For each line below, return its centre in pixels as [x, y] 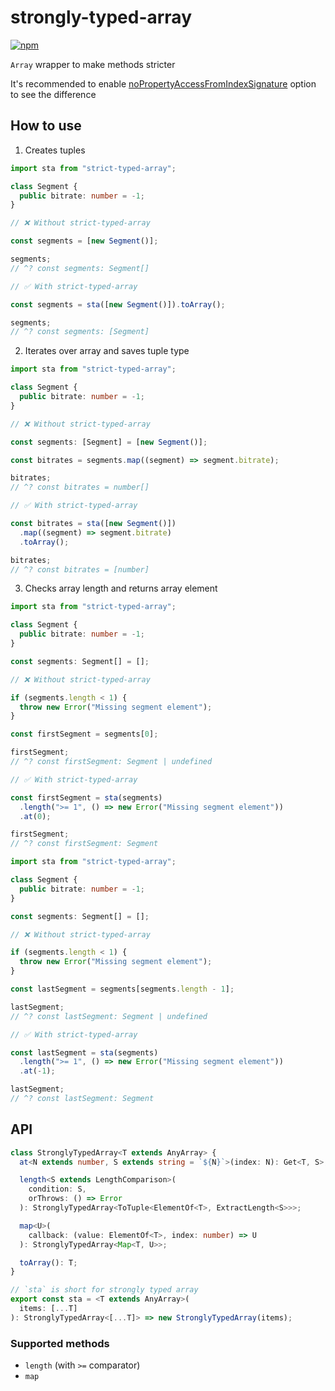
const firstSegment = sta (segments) [86, 797]
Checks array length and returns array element [121, 588]
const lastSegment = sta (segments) [84, 1052]
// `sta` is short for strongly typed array [104, 1290]
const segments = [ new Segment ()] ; [84, 241]
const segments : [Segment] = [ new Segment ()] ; [109, 442]
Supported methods [60, 1343]
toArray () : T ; [48, 1262]
